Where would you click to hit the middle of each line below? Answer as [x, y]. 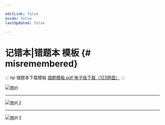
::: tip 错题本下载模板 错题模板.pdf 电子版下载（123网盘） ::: [65, 78]
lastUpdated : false [25, 23]
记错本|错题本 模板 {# [48, 53]
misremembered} [41, 63]
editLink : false [22, 14]
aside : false [18, 18]
